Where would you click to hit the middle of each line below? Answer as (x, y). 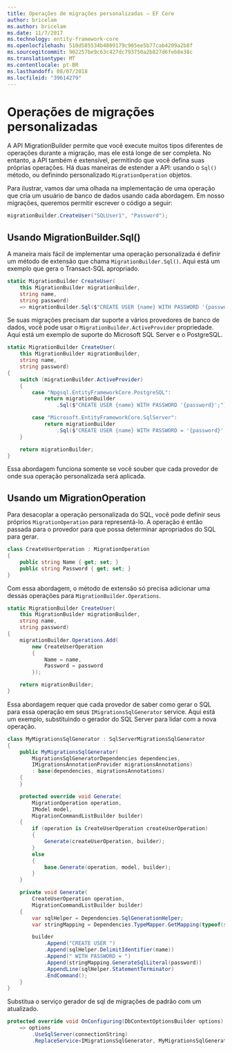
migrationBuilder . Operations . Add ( (69, 640)
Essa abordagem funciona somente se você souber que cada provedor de (113, 469)
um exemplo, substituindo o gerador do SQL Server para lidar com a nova (112, 719)
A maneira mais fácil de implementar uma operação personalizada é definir (114, 254)
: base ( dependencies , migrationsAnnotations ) (99, 771)
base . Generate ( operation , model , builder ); (107, 867)
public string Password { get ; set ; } (75, 568)
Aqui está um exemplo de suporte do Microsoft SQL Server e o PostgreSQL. (115, 335)
